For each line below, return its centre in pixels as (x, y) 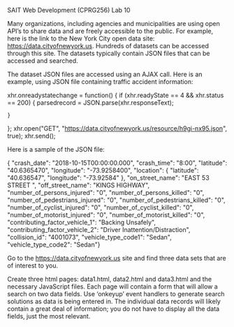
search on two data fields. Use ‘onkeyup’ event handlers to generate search (116, 294)
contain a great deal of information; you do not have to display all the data (114, 309)
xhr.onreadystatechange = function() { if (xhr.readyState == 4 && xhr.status (116, 95)
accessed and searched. (43, 61)
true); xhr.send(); (31, 136)
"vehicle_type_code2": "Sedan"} (54, 245)
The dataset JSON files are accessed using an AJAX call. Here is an (105, 74)
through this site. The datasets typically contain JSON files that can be (109, 53)
